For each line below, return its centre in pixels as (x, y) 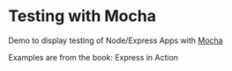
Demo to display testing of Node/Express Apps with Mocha (116, 40)
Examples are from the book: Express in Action (93, 57)
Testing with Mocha (82, 16)
